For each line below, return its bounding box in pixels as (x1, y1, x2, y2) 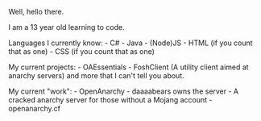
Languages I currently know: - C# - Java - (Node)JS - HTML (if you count (8, 38, 253, 48)
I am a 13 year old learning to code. (8, 23, 125, 31)
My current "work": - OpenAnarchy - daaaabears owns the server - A (8, 86, 239, 96)
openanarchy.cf (8, 104, 60, 113)
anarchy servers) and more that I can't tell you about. (8, 71, 185, 80)
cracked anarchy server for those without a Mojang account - (8, 95, 213, 104)
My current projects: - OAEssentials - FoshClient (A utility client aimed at (8, 62, 249, 72)
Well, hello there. (8, 7, 64, 16)
